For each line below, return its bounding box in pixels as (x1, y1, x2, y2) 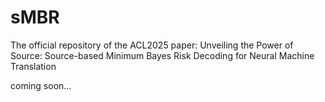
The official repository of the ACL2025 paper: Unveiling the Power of (10, 39, 294, 51)
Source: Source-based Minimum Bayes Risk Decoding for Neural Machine (10, 49, 315, 61)
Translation (10, 60, 57, 72)
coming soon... (10, 79, 72, 91)
